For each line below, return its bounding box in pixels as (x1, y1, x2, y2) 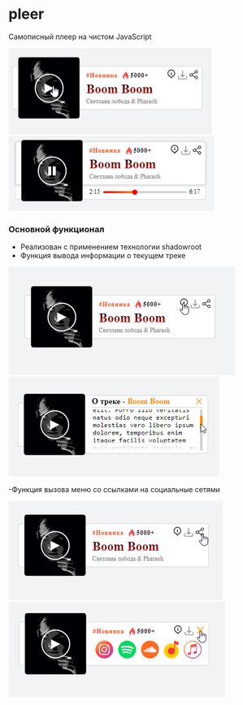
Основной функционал (8, 223, 105, 235)
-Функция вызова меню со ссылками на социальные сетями (8, 485, 221, 495)
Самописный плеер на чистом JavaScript (8, 32, 152, 41)
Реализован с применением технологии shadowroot (20, 242, 202, 252)
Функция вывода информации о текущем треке (20, 251, 186, 261)
